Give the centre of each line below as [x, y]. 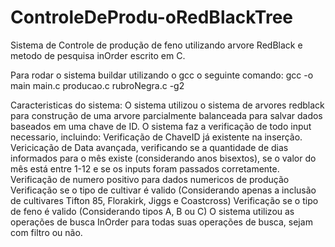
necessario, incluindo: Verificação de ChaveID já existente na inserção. [156, 137]
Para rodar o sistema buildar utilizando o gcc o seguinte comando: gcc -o [162, 75]
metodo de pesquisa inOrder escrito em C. [98, 55]
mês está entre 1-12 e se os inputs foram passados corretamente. [145, 168]
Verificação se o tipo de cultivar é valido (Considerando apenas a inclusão [163, 190]
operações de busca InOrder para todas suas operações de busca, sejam [161, 222]
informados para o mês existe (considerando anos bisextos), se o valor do [163, 158]
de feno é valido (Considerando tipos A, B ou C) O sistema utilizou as [152, 211]
